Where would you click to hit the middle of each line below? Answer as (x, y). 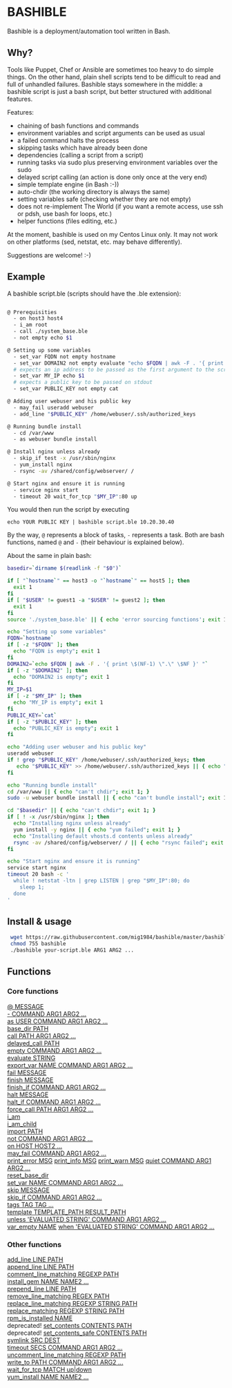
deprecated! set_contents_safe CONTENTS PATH (77, 1333)
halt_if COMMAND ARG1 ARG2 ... (54, 1101)
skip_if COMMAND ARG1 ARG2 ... (55, 1197)
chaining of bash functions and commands (78, 126)
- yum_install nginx (43, 465)
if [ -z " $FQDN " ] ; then (43, 645)
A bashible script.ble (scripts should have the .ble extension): (94, 293)
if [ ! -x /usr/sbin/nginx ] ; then (58, 817)
